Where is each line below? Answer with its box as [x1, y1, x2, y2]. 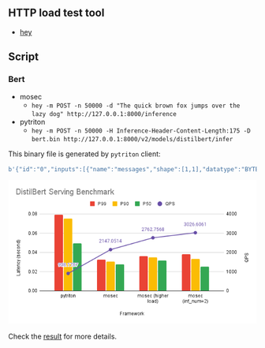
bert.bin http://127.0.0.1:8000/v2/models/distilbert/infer [31, 135, 233, 143]
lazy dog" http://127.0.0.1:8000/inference [31, 110, 177, 118]
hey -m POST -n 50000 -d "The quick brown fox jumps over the [31, 102, 241, 110]
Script [8, 51, 39, 64]
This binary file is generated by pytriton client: [8, 149, 161, 159]
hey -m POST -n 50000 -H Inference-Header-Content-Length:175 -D [31, 126, 251, 135]
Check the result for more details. [8, 331, 117, 342]
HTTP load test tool [8, 6, 105, 20]
